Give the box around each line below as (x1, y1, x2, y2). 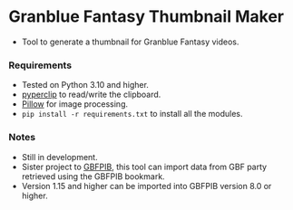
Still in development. (21, 151, 98, 162)
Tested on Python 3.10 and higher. (21, 80, 149, 91)
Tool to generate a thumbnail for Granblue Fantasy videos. (21, 36, 239, 47)
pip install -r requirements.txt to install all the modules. (21, 109, 243, 119)
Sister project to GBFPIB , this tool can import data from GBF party (21, 161, 268, 172)
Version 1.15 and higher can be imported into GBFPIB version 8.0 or (21, 180, 272, 191)
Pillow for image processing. (21, 99, 129, 110)
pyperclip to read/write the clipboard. (21, 89, 161, 100)
